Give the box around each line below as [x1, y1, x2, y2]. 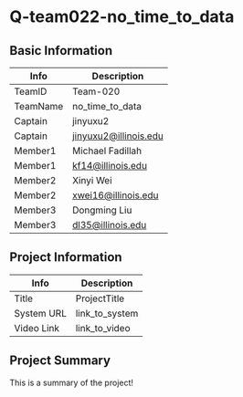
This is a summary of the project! [9, 377, 134, 388]
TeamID [14, 85, 48, 98]
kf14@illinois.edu [71, 160, 148, 172]
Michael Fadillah [71, 144, 143, 157]
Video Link [14, 321, 60, 334]
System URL [14, 307, 67, 319]
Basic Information [9, 43, 113, 58]
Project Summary [9, 353, 111, 369]
